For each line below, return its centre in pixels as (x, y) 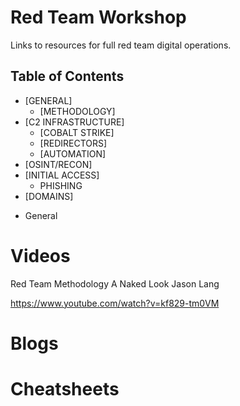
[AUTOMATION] (73, 153)
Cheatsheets (65, 389)
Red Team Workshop (98, 17)
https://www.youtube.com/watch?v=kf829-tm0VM (115, 303)
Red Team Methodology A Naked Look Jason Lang (115, 283)
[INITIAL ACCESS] (62, 175)
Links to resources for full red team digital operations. (121, 45)
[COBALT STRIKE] (77, 132)
